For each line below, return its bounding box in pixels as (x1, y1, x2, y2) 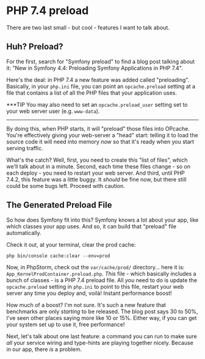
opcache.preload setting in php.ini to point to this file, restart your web (6, 283, 184, 290)
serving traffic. (6, 144, 44, 151)
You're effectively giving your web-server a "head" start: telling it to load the (6, 131, 198, 139)
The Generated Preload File (6, 200, 112, 211)
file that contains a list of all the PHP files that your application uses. (6, 89, 178, 96)
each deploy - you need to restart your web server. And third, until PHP (6, 169, 185, 176)
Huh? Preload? (6, 42, 63, 52)
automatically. (6, 229, 41, 236)
